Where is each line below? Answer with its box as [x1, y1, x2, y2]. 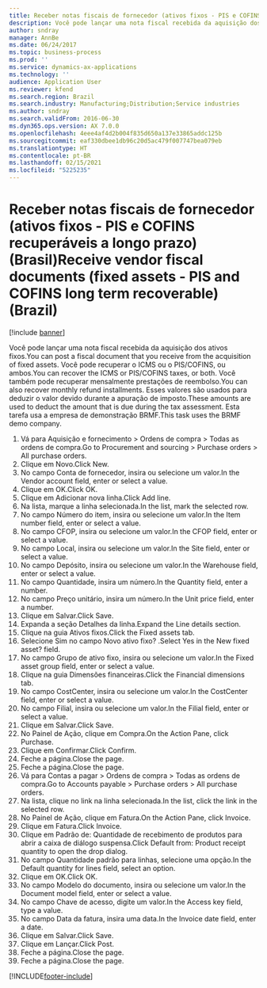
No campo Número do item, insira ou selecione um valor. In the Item [20, 509, 241, 519]
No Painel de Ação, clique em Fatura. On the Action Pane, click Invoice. [20, 813, 251, 822]
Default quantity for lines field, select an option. [20, 863, 176, 872]
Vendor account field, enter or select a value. [20, 476, 169, 486]
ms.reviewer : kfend [9, 85, 74, 93]
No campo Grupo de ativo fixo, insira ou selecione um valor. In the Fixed [20, 653, 254, 662]
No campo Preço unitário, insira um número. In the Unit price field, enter [20, 593, 254, 603]
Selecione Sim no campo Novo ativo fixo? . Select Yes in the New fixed [20, 635, 250, 646]
